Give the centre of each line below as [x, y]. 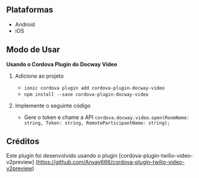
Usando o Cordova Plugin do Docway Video [62, 64]
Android [25, 24]
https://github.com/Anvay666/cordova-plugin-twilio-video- [111, 162]
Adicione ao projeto [39, 76]
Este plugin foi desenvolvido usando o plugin [62, 156]
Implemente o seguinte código [53, 105]
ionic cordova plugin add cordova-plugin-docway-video [94, 88]
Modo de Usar [33, 50]
